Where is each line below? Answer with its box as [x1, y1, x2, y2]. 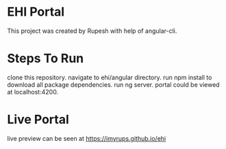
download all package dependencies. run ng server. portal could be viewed [7, 80, 221, 89]
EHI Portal [7, 4, 65, 20]
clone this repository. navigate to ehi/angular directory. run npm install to [7, 73, 212, 81]
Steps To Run [7, 51, 84, 66]
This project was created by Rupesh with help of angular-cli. [7, 27, 177, 35]
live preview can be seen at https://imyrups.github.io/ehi [7, 134, 166, 142]
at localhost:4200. [7, 87, 59, 96]
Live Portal [7, 112, 70, 127]
